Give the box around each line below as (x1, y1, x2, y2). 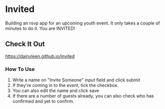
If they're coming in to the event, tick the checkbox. (12, 82, 119, 88)
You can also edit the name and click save (12, 87, 99, 93)
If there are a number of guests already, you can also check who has (12, 93, 154, 99)
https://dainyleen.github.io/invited (5, 53, 75, 59)
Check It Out (5, 40, 45, 48)
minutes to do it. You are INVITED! (5, 25, 75, 31)
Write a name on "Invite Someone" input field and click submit (12, 77, 140, 83)
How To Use (5, 65, 35, 72)
